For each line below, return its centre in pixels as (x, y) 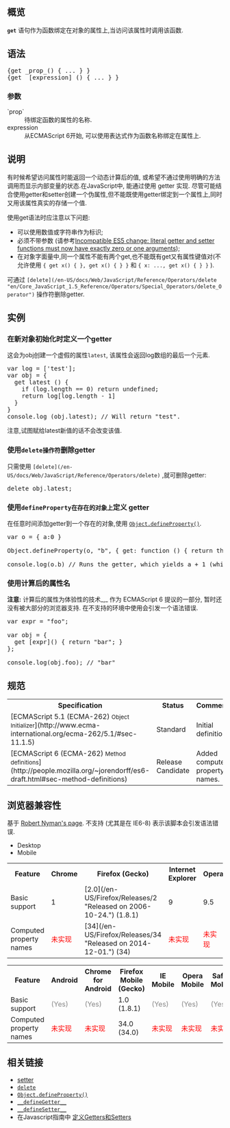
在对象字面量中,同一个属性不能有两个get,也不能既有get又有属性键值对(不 (119, 256)
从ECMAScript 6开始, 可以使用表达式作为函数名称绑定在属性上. (113, 135)
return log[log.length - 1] (68, 396)
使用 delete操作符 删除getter (51, 450)
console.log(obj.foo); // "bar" (61, 663)
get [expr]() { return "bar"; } (68, 642)
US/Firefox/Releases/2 (121, 898)
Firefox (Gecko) (123, 874)
